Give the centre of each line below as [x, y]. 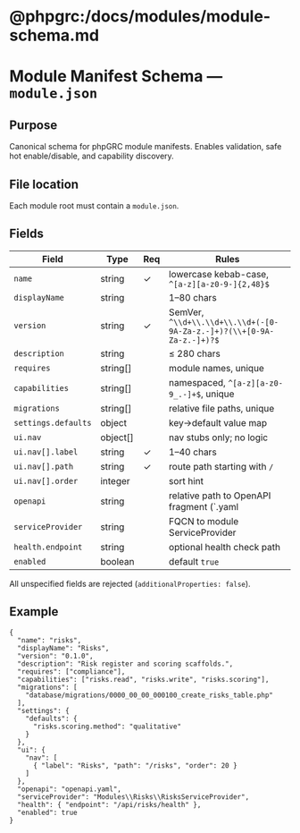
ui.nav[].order [46, 481]
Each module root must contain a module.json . [94, 206]
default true [194, 561]
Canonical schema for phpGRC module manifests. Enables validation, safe [146, 147]
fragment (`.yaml [204, 506]
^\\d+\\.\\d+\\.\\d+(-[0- [224, 322]
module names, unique [217, 368]
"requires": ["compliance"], [71, 671]
